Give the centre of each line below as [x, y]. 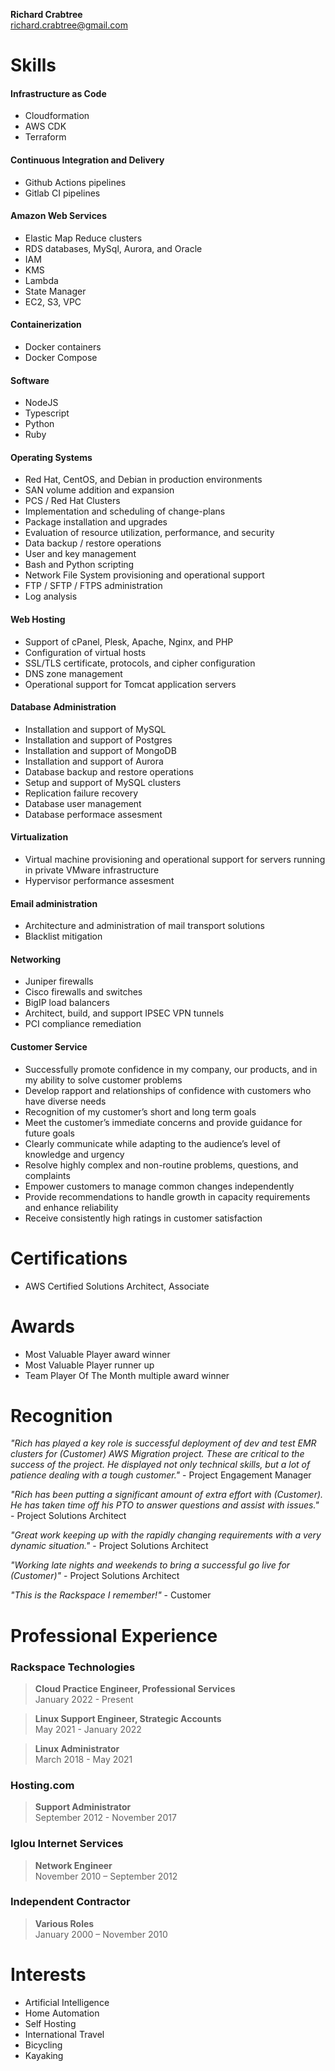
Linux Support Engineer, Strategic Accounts [128, 1718]
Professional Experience [114, 1635]
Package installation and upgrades [96, 522]
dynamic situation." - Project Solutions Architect [109, 1546]
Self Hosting [50, 2023]
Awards [43, 1326]
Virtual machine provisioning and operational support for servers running [175, 860]
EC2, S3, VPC [53, 301]
